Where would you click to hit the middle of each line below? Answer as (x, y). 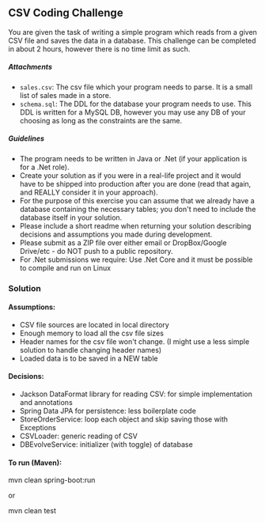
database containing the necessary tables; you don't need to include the (138, 209)
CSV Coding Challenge (66, 13)
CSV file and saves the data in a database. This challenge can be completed (132, 40)
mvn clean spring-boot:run (52, 480)
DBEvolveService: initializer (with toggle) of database (106, 444)
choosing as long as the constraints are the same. (101, 120)
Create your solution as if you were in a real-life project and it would (130, 175)
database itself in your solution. (71, 217)
